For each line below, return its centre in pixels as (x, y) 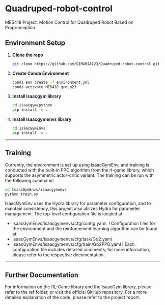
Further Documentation (42, 275)
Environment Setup (35, 43)
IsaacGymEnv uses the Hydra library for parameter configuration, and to (78, 203)
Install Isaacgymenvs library (42, 119)
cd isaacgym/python (32, 105)
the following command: (29, 180)
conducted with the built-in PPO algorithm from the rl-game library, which (80, 170)
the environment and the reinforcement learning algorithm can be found (85, 229)
